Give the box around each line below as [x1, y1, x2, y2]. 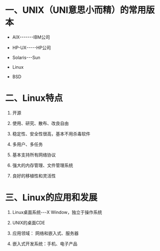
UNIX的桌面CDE [12, 219, 45, 225]
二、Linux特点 [5, 92, 63, 104]
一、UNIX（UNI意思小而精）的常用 [5, 4, 147, 16]
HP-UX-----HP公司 [12, 44, 51, 50]
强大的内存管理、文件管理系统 [12, 162, 73, 168]
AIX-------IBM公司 [12, 34, 50, 40]
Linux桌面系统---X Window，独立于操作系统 [12, 209, 102, 215]
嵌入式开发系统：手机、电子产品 [12, 241, 78, 247]
